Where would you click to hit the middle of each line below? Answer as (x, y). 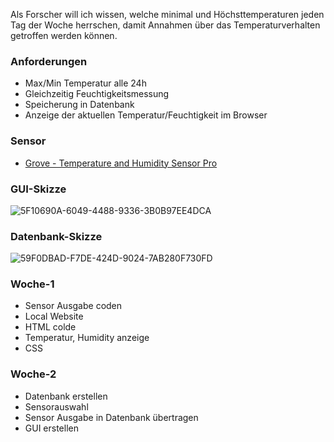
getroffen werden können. (64, 35)
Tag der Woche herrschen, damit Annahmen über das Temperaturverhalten (165, 25)
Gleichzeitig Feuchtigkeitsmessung (97, 94)
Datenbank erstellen (66, 396)
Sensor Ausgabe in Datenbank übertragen (111, 417)
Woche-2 (33, 374)
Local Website (54, 316)
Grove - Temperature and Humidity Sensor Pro (121, 163)
